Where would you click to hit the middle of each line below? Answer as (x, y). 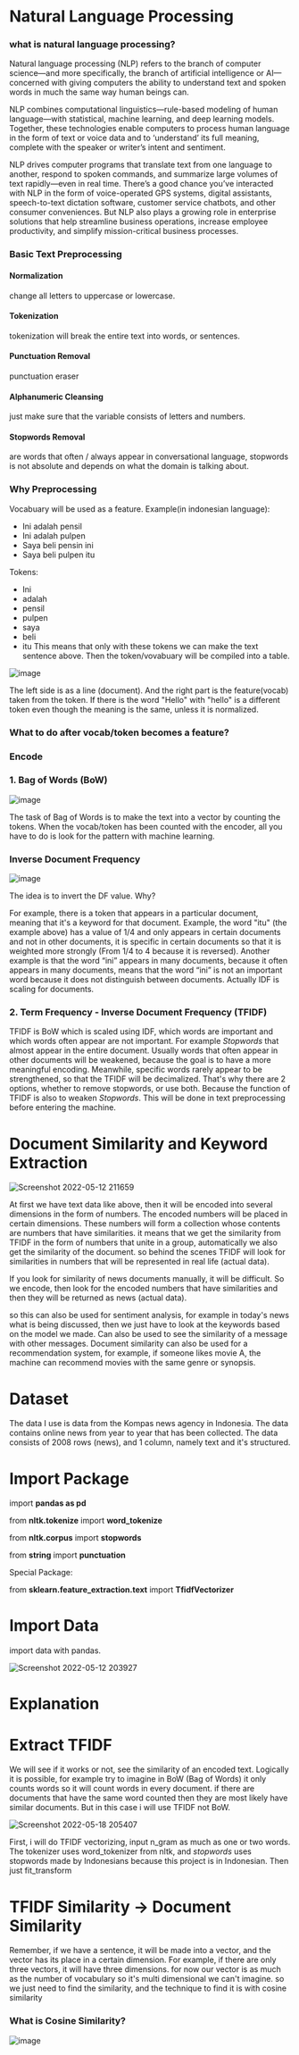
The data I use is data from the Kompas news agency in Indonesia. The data (149, 1424)
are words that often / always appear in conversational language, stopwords (149, 456)
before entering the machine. (62, 1107)
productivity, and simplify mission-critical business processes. (124, 231)
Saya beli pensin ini (58, 545)
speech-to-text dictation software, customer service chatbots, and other (143, 203)
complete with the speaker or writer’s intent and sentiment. (117, 147)
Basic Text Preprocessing (66, 255)
